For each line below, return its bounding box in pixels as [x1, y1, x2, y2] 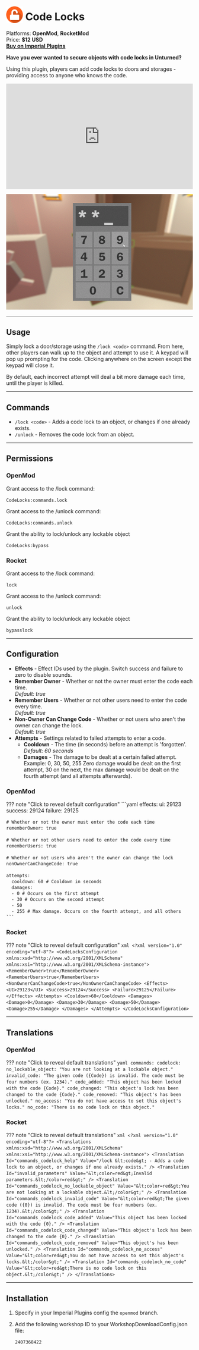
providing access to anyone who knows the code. [6, 71, 127, 79]
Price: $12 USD [6, 36, 43, 43]
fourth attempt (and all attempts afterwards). [23, 772, 132, 779]
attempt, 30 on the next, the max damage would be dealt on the [23, 766, 179, 773]
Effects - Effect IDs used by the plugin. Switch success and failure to [14, 665, 184, 672]
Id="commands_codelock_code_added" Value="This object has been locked [6, 1215, 187, 1221]
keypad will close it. [6, 362, 54, 369]
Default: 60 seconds [23, 747, 74, 754]
